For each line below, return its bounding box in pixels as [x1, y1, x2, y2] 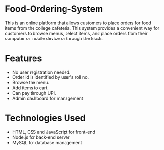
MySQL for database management [12, 139, 82, 145]
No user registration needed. [12, 69, 71, 75]
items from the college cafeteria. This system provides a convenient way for [5, 25, 160, 31]
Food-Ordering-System [5, 3, 103, 15]
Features [5, 53, 42, 64]
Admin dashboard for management [12, 95, 84, 101]
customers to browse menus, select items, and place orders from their [5, 30, 148, 36]
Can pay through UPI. [12, 90, 56, 96]
